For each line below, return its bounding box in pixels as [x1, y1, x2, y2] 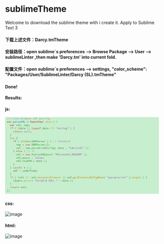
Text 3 [5, 24, 18, 30]
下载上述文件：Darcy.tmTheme [5, 37, 68, 43]
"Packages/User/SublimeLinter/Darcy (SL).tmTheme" [5, 71, 117, 77]
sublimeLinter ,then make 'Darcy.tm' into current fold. [5, 54, 117, 60]
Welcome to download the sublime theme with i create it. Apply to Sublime [5, 20, 155, 25]
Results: [5, 95, 22, 101]
